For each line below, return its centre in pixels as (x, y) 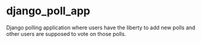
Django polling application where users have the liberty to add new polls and (101, 27)
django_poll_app (48, 11)
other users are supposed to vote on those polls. (66, 33)
